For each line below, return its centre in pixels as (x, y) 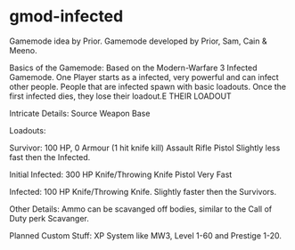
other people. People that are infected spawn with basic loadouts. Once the (148, 86)
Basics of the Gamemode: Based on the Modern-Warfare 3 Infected (133, 68)
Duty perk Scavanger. (49, 218)
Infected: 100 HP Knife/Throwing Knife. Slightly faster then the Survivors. (143, 191)
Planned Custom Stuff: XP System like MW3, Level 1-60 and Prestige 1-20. (146, 235)
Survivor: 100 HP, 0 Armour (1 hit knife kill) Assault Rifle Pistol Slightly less (145, 148)
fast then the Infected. (50, 157)
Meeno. (23, 50)
